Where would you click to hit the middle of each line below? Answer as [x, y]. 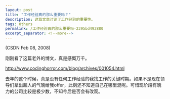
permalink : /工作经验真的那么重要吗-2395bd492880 [54, 29]
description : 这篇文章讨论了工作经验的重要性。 [50, 19]
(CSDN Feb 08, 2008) [28, 48]
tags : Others [19, 24]
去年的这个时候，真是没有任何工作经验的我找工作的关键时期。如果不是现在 [83, 79]
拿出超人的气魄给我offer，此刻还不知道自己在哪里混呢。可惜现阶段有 [86, 85]
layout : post [19, 10]
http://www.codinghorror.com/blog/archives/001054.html [65, 68]
